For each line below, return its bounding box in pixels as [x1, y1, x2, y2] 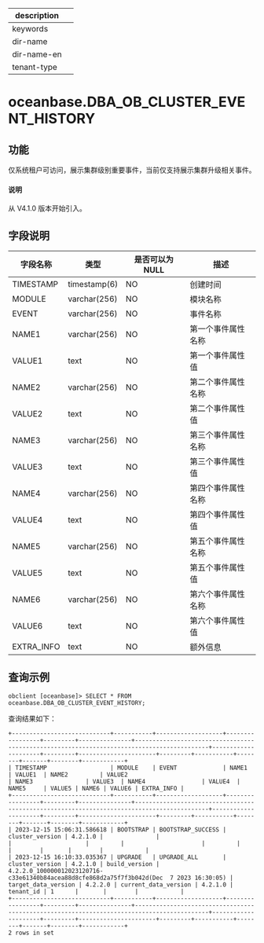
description [15, 10, 59, 20]
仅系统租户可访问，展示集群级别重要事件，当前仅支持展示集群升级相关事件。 [8, 165, 256, 174]
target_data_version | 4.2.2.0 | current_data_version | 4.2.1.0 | [8, 880, 234, 889]
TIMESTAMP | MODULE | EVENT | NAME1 [15, 764, 247, 772]
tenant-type [12, 62, 57, 72]
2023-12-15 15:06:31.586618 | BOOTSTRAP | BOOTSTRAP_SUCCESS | [15, 825, 226, 834]
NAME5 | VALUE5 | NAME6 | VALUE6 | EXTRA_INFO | [8, 784, 185, 792]
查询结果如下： [8, 714, 57, 723]
